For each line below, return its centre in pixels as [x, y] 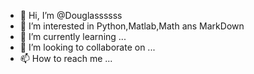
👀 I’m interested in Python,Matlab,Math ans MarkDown [132, 26]
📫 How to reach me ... [66, 58]
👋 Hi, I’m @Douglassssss [71, 15]
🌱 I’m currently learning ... [73, 36]
